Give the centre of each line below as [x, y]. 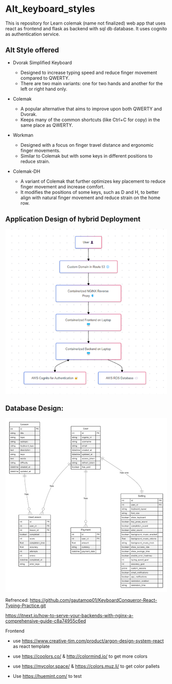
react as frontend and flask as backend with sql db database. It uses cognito [86, 28]
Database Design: [34, 408]
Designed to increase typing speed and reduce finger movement [89, 72]
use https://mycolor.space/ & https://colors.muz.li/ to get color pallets [86, 666]
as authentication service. [33, 34]
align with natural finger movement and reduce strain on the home [90, 198]
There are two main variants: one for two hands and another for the [92, 83]
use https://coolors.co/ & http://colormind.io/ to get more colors [80, 656]
